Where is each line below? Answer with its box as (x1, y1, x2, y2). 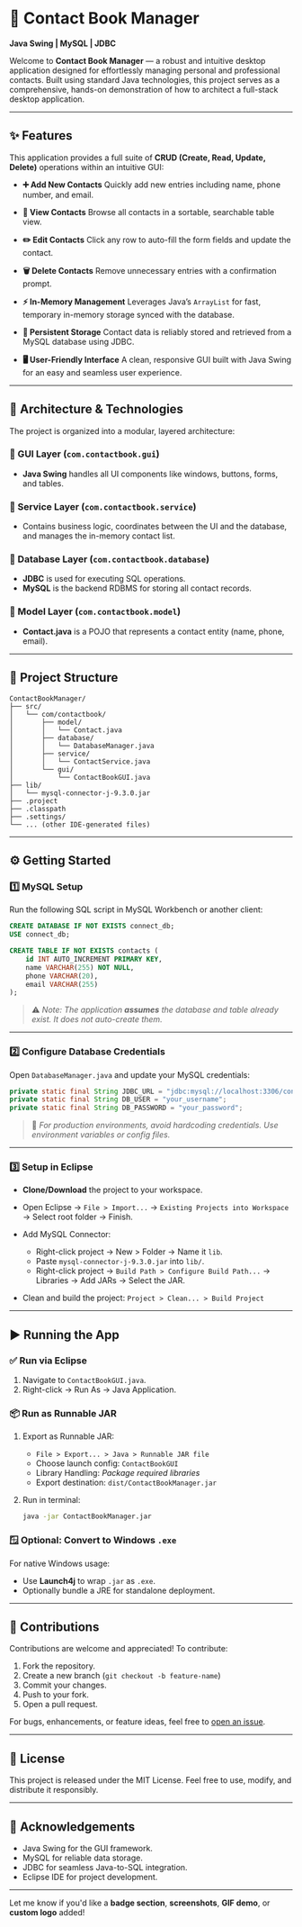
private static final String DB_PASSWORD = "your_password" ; (9, 1103, 244, 1113)
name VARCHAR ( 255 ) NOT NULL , (25, 963, 135, 972)
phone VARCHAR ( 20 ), (25, 972, 99, 981)
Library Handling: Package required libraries (35, 1468, 200, 1479)
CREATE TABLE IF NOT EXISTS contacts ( (9, 946, 159, 955)
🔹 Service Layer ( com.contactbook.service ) (9, 500, 197, 512)
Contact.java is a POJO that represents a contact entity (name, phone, (22, 626, 285, 637)
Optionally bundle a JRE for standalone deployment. (22, 1585, 216, 1596)
